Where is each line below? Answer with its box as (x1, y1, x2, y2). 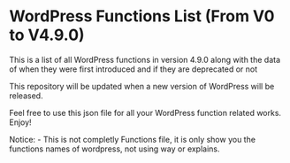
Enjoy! (9, 117, 33, 128)
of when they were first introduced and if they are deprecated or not (9, 64, 258, 74)
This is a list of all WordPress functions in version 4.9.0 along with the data (9, 54, 281, 65)
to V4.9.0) (9, 25, 86, 45)
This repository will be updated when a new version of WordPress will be (9, 81, 275, 91)
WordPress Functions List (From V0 (9, 6, 275, 27)
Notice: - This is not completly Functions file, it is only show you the (9, 134, 256, 144)
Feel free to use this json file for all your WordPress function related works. (9, 107, 281, 118)
